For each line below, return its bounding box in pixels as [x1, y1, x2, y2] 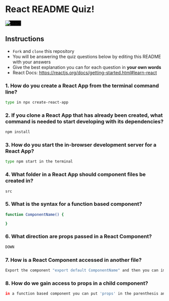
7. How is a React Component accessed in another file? [5, 256, 142, 263]
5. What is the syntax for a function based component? [5, 200, 142, 207]
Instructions [5, 35, 44, 43]
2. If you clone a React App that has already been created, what [5, 112, 163, 119]
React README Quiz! [5, 4, 95, 15]
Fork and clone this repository [12, 48, 74, 54]
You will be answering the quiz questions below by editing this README [12, 53, 161, 59]
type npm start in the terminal [5, 159, 73, 164]
